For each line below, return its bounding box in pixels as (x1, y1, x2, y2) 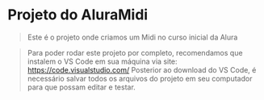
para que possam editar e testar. (27, 82, 136, 92)
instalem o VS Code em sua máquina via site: (27, 56, 178, 66)
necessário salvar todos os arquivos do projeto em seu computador (27, 73, 253, 83)
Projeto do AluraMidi (7, 6, 149, 24)
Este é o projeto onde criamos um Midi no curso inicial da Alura (27, 32, 238, 42)
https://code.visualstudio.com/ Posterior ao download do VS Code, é (27, 65, 257, 74)
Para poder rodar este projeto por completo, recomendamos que (27, 48, 243, 57)
